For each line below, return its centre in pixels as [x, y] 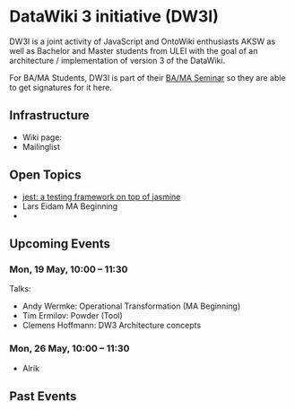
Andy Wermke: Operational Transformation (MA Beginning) [131, 306]
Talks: [20, 289]
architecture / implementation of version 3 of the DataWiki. [117, 60]
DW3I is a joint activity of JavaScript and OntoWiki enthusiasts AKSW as [143, 41]
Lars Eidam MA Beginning [70, 206]
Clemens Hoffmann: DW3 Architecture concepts [112, 326]
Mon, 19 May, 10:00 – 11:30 [69, 269]
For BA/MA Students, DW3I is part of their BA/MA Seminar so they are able [147, 77]
